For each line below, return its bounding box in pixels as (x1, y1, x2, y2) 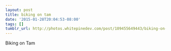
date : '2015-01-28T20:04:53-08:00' (5, 17, 81, 22)
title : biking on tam (5, 12, 51, 17)
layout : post (5, 7, 33, 13)
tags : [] (5, 21, 24, 27)
